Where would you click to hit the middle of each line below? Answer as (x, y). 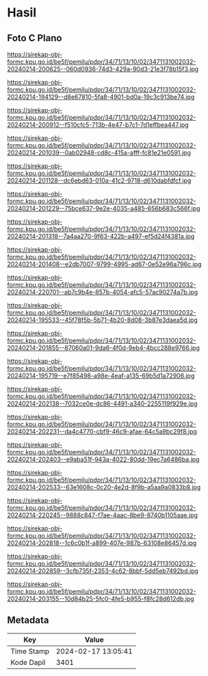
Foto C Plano (35, 38)
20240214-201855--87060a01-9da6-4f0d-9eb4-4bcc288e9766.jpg (103, 348)
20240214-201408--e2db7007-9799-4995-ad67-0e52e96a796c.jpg (104, 264)
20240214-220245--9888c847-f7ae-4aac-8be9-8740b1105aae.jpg (103, 515)
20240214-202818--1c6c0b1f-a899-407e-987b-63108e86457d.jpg (102, 543)
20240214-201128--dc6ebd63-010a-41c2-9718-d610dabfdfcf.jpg (99, 180)
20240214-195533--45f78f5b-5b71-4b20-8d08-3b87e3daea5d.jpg (103, 320)
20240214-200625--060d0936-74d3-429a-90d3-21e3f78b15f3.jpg (103, 69)
